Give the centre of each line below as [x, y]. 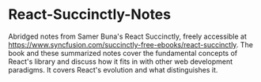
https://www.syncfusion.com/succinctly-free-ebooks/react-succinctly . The [130, 44]
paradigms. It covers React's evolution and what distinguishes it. [113, 69]
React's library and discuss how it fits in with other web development [121, 61]
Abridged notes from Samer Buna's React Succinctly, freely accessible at [128, 36]
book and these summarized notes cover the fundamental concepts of [123, 53]
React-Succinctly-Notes [90, 15]
